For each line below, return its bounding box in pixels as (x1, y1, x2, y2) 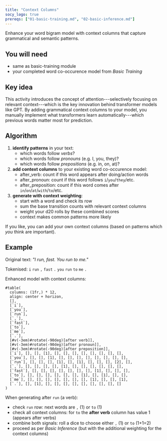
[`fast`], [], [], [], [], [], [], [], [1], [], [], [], (9, 368, 131, 373)
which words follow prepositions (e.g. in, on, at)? (19, 160, 120, 167)
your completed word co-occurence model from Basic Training (12, 68, 143, 75)
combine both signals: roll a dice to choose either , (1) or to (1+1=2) (12, 420, 151, 426)
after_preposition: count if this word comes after (19, 182, 119, 188)
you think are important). (5, 229, 56, 235)
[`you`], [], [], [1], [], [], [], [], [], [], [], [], (9, 355, 128, 360)
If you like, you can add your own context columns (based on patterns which (5, 223, 163, 229)
